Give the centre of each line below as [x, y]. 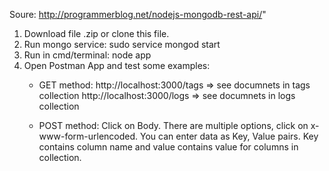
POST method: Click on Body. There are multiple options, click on [173, 125]
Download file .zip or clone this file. [96, 33]
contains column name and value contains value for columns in [168, 147]
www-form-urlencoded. [88, 136]
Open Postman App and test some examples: [117, 65]
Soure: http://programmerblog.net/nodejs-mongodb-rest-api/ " [138, 14]
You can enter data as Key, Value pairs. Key [229, 136]
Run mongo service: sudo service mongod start [122, 44]
